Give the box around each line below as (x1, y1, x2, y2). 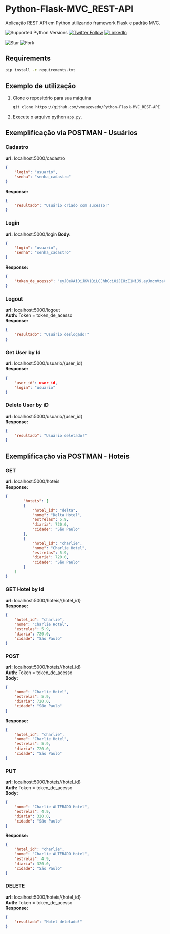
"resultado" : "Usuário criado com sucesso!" (14, 203, 110, 208)
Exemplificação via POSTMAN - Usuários (5, 128, 138, 137)
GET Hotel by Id (5, 586, 44, 593)
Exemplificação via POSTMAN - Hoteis (5, 452, 130, 460)
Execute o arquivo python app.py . (12, 114, 82, 120)
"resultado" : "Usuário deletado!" (14, 433, 87, 438)
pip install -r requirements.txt (5, 67, 76, 72)
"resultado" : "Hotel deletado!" (14, 919, 82, 924)
